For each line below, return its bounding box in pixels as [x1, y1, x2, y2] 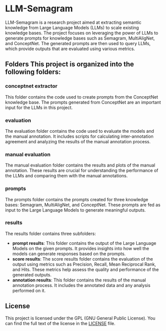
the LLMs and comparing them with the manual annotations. [5, 173, 128, 179]
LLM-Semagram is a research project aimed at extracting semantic [5, 19, 142, 25]
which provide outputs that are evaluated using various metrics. [5, 46, 135, 52]
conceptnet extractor [5, 83, 58, 90]
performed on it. [12, 287, 46, 293]
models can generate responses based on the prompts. [12, 251, 126, 257]
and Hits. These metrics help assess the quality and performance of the [12, 266, 159, 273]
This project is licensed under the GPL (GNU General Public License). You [5, 315, 156, 321]
